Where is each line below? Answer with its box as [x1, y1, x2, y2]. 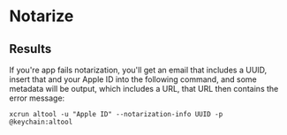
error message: [9, 93, 65, 103]
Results [9, 41, 52, 56]
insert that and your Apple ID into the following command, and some [9, 74, 258, 85]
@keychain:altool [9, 117, 73, 126]
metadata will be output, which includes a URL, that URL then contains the [9, 84, 279, 94]
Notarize [9, 6, 74, 26]
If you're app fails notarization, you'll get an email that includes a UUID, [9, 64, 268, 75]
